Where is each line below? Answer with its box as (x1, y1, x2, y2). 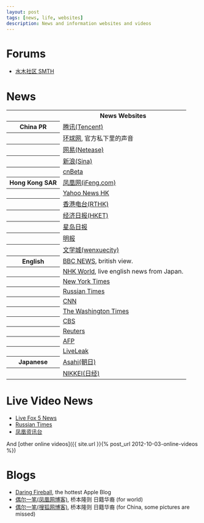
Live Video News (6, 394, 93, 408)
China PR (19, 123, 47, 132)
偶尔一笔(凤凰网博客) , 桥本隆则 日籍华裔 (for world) (15, 496, 144, 503)
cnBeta (62, 168, 84, 176)
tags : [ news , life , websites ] (6, 15, 84, 21)
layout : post (6, 9, 40, 15)
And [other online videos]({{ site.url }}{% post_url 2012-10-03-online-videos (6, 440, 199, 448)
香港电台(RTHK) (62, 200, 109, 209)
